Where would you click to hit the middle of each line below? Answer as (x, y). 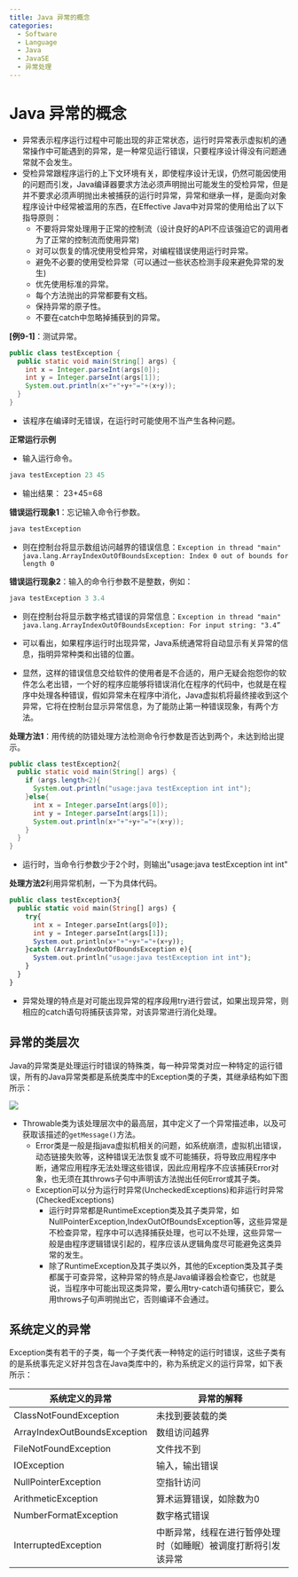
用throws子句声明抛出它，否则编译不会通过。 (131, 1299)
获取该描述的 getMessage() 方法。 (81, 1134)
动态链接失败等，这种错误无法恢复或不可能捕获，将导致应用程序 (152, 1156)
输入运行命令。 (49, 458)
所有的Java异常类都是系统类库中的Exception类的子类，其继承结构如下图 (156, 1076)
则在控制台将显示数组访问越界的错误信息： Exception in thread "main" (151, 547)
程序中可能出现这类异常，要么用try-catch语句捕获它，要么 (178, 1288)
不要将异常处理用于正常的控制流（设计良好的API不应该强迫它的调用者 (162, 228)
